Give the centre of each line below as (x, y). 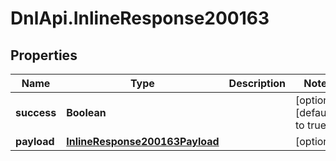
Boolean (86, 112)
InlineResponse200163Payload (143, 141)
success (36, 112)
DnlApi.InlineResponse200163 (140, 18)
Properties (44, 55)
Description (257, 83)
